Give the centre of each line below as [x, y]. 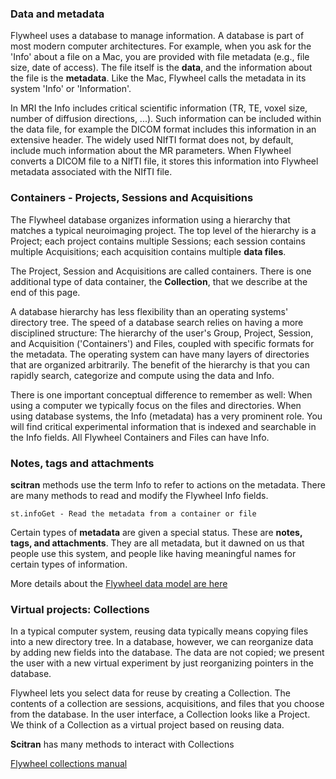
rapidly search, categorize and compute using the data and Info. [142, 375]
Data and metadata [57, 14]
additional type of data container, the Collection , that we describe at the [159, 281]
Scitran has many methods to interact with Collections [122, 744]
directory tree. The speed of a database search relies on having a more [157, 322]
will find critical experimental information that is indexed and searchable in [163, 426]
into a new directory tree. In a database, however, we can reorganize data [162, 642]
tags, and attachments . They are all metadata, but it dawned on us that [157, 543]
